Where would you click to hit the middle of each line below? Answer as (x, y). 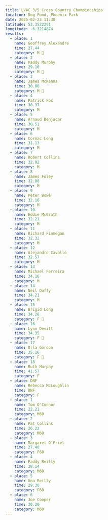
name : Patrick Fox (34, 100)
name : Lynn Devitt (34, 329)
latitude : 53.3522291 (28, 24)
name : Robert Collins (37, 157)
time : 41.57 (27, 371)
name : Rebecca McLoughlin (42, 386)
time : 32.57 (27, 257)
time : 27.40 (27, 447)
